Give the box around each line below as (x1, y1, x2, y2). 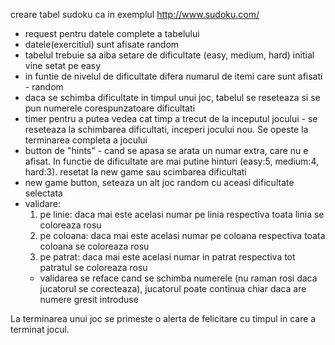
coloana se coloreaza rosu (39, 240, 150, 252)
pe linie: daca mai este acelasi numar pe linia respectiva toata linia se (39, 209, 325, 220)
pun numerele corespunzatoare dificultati (24, 102, 196, 114)
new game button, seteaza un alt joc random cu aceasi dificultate (24, 177, 295, 188)
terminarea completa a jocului (24, 134, 148, 146)
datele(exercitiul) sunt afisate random (24, 39, 180, 50)
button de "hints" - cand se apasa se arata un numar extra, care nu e (24, 145, 309, 156)
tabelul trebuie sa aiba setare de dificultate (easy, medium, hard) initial (24, 49, 315, 61)
